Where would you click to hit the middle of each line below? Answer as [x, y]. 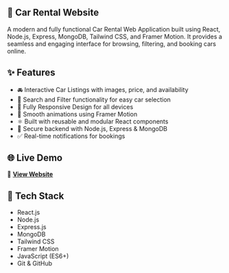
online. [16, 51]
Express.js [32, 227]
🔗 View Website [30, 174]
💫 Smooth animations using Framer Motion [77, 114]
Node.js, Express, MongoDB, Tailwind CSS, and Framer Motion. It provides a [115, 36]
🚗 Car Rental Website [53, 13]
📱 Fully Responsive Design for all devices [75, 106]
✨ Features [31, 73]
